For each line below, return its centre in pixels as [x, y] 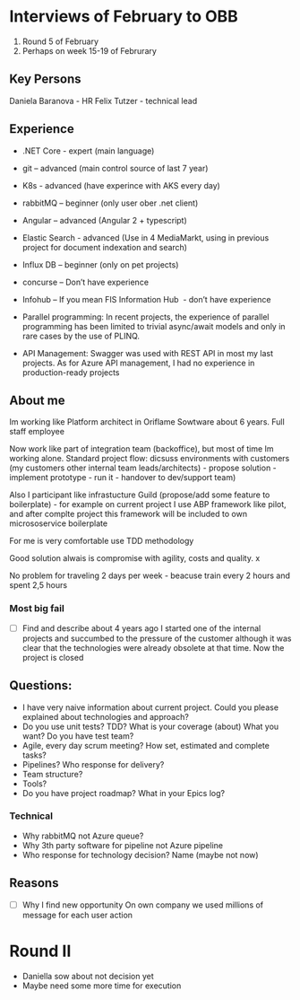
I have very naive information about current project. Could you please [150, 707]
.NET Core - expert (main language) [88, 151]
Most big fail [37, 609]
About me [37, 400]
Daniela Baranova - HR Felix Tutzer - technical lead [103, 101]
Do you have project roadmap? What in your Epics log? [124, 793]
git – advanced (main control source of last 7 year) [115, 168]
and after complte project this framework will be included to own [129, 514]
